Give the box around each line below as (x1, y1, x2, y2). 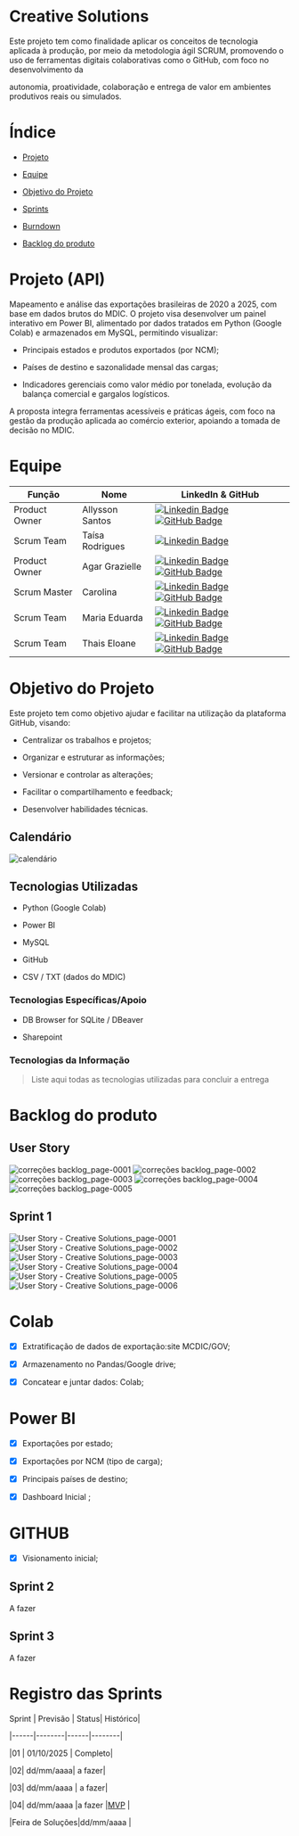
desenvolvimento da (9, 64, 84, 75)
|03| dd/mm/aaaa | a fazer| (9, 1782, 109, 1793)
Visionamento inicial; (21, 1552, 99, 1563)
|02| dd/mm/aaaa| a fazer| (9, 1765, 106, 1775)
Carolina (82, 586, 117, 598)
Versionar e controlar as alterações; (21, 769, 154, 779)
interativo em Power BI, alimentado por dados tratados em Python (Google (9, 317, 282, 328)
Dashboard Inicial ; (21, 1491, 92, 1502)
